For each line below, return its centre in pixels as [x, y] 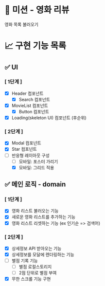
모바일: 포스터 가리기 [38, 161]
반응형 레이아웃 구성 [30, 155]
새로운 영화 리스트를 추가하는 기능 [44, 217]
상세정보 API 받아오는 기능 [36, 248]
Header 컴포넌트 [27, 93]
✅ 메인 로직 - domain [35, 185]
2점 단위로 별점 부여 [38, 273]
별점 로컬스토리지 [35, 267]
